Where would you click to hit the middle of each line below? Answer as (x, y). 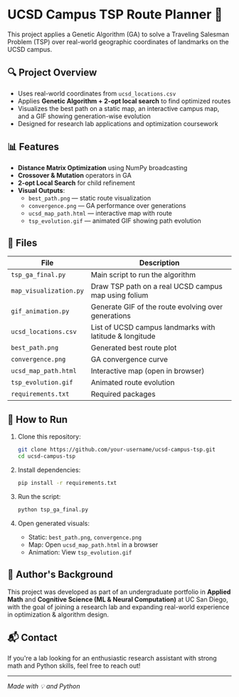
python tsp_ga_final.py (53, 509)
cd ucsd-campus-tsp (47, 456)
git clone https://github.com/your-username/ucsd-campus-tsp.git (116, 450)
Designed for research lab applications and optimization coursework (118, 123)
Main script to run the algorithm (143, 275)
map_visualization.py (47, 291)
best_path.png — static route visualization (90, 198)
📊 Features (33, 147)
